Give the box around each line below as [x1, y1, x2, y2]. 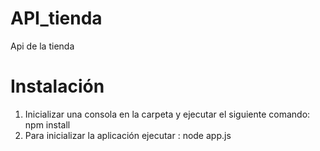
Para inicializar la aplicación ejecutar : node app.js [24, 129, 232, 141]
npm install [24, 118, 71, 131]
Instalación [10, 75, 105, 98]
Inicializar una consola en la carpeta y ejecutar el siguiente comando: [24, 108, 311, 120]
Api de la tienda [10, 40, 75, 52]
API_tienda [10, 7, 103, 30]
